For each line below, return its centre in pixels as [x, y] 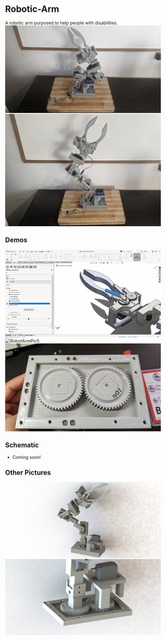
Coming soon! [26, 457]
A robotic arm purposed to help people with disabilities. [62, 23]
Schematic [22, 445]
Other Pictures [28, 473]
